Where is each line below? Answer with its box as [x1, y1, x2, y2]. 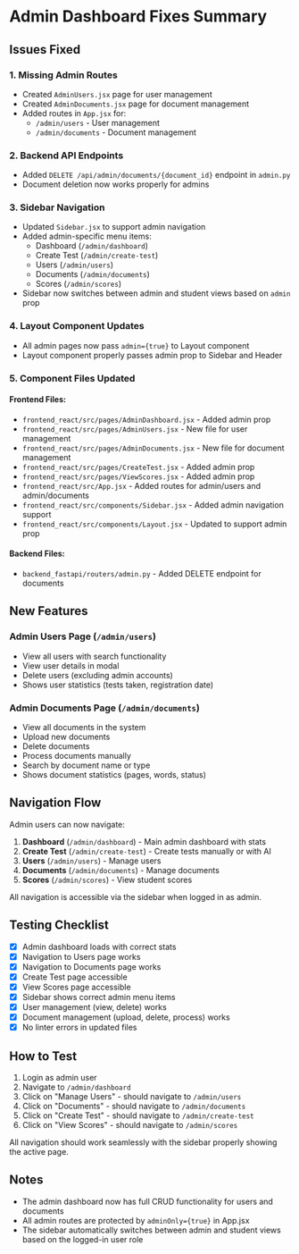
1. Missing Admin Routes [9, 69, 118, 81]
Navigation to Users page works [21, 951, 141, 962]
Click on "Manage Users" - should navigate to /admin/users [21, 1091, 242, 1102]
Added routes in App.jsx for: [21, 107, 127, 118]
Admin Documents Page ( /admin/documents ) [9, 702, 201, 714]
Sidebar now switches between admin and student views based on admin [21, 288, 291, 299]
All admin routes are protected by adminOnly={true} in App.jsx [21, 1215, 250, 1225]
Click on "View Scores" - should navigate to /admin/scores [21, 1120, 238, 1131]
